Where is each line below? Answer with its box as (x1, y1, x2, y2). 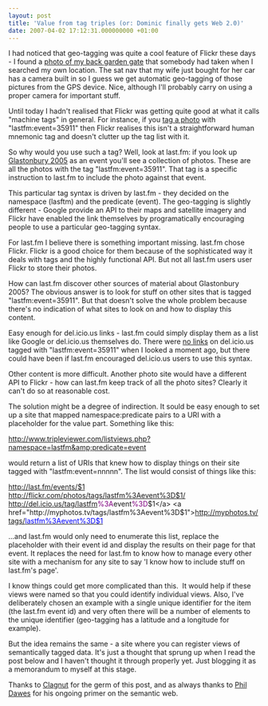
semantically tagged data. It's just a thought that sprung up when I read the (8, 648, 256, 657)
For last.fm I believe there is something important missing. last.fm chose (8, 237, 245, 248)
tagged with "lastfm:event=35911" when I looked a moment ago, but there (8, 345, 250, 355)
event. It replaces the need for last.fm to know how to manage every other (8, 548, 252, 558)
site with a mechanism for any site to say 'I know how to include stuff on (8, 557, 246, 567)
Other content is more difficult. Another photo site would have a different (8, 369, 247, 379)
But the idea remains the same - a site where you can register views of (8, 639, 241, 648)
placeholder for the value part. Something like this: (8, 419, 175, 429)
